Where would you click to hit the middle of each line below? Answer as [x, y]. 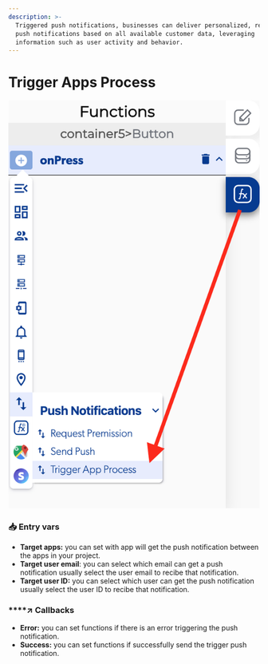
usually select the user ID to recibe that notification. [104, 590]
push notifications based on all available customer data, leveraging [135, 34]
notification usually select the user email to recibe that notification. [129, 573]
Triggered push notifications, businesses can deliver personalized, [133, 25]
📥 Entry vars [34, 527]
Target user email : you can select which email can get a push [121, 564]
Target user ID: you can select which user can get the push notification [137, 581]
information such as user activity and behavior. [99, 42]
